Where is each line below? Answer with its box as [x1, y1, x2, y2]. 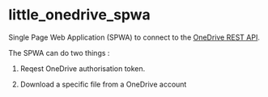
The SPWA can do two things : [8, 48, 110, 57]
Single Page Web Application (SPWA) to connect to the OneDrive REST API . [8, 32, 261, 42]
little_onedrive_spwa [8, 6, 151, 24]
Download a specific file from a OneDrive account [19, 79, 187, 89]
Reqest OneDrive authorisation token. [19, 63, 146, 74]
